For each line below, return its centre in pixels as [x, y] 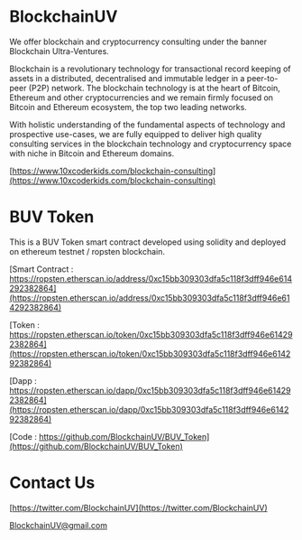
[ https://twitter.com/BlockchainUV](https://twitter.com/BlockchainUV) [138, 507]
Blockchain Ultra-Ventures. [59, 51]
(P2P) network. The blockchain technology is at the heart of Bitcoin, [155, 88]
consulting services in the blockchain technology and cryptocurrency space [151, 144]
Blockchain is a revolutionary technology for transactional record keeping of [150, 69]
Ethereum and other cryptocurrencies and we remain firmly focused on [141, 98]
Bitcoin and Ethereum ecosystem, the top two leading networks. [128, 107]
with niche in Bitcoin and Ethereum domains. [92, 153]
